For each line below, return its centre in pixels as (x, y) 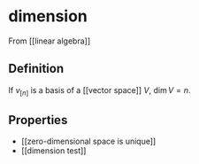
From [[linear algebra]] (50, 41)
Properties (38, 120)
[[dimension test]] (54, 151)
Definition (36, 69)
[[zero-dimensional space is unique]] (88, 141)
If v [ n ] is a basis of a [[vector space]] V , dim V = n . (99, 91)
